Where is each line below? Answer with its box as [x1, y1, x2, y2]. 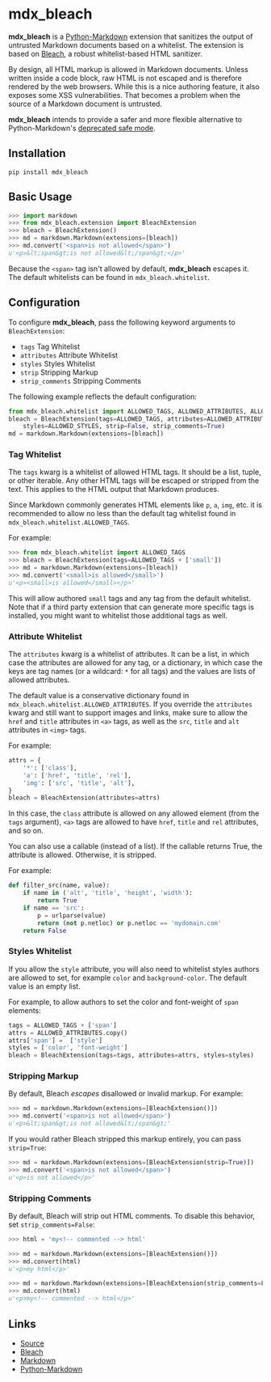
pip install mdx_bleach [8, 167, 89, 176]
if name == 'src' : [23, 904, 85, 912]
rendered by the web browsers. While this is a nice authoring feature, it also [8, 82, 260, 91]
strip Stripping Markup [19, 367, 98, 377]
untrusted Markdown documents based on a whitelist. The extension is [8, 40, 244, 49]
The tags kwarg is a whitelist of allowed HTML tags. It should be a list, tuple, [8, 467, 262, 477]
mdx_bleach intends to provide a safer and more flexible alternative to [8, 114, 243, 124]
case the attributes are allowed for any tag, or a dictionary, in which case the [8, 658, 263, 668]
